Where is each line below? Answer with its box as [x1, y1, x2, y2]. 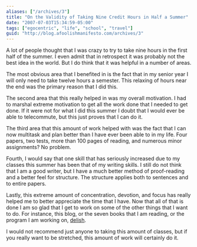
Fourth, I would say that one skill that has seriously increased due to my [6, 155, 180, 162]
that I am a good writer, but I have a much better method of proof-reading [6, 167, 185, 174]
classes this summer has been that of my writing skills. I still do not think [6, 162, 182, 169]
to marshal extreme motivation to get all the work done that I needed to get [6, 101, 188, 108]
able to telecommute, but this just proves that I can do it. [6, 113, 143, 121]
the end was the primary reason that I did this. [6, 83, 118, 90]
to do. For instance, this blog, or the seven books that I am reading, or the [6, 210, 185, 218]
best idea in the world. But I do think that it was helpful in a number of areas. [6, 60, 192, 67]
